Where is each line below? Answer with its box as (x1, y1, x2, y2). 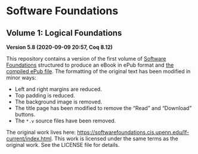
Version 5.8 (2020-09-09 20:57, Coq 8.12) (6, 43, 113, 51)
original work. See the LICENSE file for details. (6, 142, 120, 148)
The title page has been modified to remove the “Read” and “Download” (14, 105, 192, 111)
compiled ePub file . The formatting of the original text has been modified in (6, 68, 191, 75)
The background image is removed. (14, 98, 103, 105)
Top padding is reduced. (14, 92, 76, 99)
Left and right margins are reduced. (14, 86, 103, 93)
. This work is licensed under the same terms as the (51, 135, 178, 142)
